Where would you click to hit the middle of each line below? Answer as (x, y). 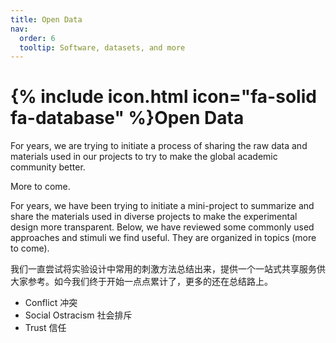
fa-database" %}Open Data (127, 118)
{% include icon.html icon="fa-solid (163, 97)
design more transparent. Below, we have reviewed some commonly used (162, 227)
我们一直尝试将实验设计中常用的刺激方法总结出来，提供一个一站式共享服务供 (168, 269)
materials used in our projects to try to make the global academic (144, 157)
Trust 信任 (45, 328)
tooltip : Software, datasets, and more (102, 47)
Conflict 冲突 (51, 303)
